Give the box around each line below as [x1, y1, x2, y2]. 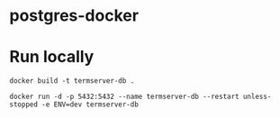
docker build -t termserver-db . [9, 77, 135, 86]
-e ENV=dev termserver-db [41, 100, 140, 109]
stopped [9, 100, 39, 109]
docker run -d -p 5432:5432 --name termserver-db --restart [9, 92, 240, 102]
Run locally [9, 47, 95, 68]
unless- [242, 92, 272, 102]
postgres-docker [9, 5, 140, 26]
